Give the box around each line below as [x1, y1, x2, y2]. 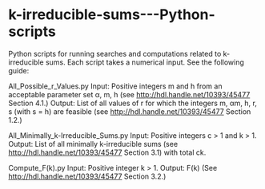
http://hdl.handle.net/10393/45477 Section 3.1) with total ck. [8, 148, 207, 157]
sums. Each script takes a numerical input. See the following [45, 57, 244, 67]
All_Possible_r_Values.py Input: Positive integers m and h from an [8, 81, 223, 91]
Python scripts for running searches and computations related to [8, 49, 222, 58]
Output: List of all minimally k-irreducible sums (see [8, 139, 179, 148]
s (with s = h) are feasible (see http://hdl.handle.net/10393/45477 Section [8, 106, 251, 116]
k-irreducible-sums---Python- [8, 6, 216, 24]
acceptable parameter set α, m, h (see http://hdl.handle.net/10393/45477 [8, 89, 251, 99]
